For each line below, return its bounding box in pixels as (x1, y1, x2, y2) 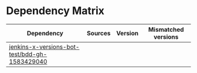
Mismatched (148, 25, 184, 34)
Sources (87, 29, 111, 37)
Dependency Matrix (6, 4, 104, 18)
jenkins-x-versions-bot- (9, 42, 80, 51)
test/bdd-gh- (9, 50, 47, 58)
